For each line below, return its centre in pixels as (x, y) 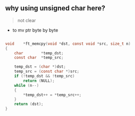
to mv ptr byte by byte (35, 30)
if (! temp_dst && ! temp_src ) (44, 76)
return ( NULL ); (39, 81)
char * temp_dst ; (39, 53)
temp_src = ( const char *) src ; (47, 72)
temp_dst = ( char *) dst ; (40, 67)
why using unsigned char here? (55, 8)
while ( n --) (26, 85)
